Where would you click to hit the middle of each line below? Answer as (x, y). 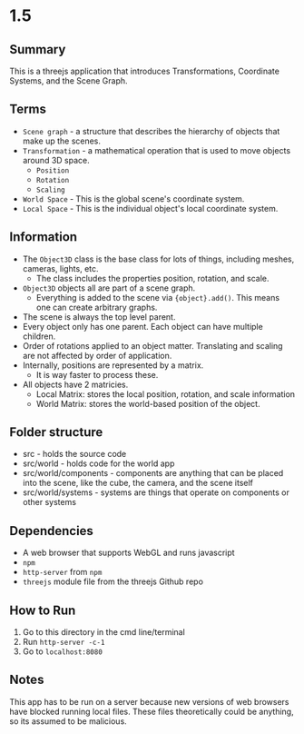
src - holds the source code (74, 454)
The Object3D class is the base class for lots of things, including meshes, (158, 259)
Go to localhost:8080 (62, 651)
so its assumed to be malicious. (68, 721)
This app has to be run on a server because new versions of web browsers (149, 701)
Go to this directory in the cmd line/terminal (104, 632)
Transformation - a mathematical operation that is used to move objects (157, 150)
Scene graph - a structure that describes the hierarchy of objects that (151, 131)
